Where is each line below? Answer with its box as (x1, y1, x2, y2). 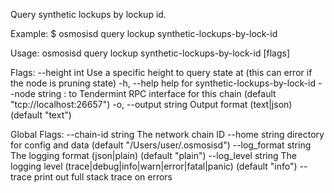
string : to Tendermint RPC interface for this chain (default (37, 88, 277, 99)
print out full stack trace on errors (33, 171, 173, 183)
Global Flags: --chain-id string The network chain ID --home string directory (10, 129, 325, 140)
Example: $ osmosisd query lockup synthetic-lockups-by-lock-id (10, 28, 278, 39)
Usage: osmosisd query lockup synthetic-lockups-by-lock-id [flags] (10, 47, 291, 59)
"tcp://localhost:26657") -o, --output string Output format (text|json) (10, 99, 293, 110)
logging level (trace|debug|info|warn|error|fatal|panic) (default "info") (10, 160, 298, 172)
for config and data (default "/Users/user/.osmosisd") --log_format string (10, 139, 312, 151)
